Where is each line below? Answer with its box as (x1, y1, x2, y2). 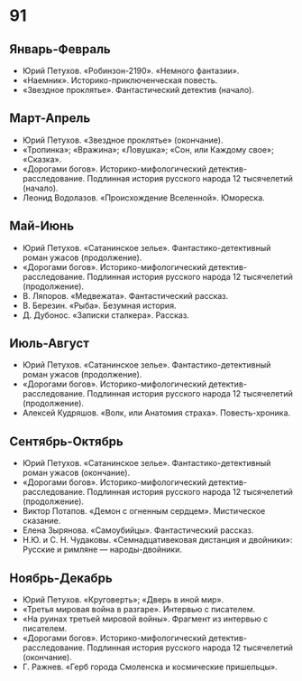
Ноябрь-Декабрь (9, 570, 113, 585)
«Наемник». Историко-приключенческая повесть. (22, 75, 218, 86)
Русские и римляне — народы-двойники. (22, 544, 183, 555)
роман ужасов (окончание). (22, 467, 131, 479)
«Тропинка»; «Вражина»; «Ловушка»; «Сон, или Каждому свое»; (22, 144, 275, 154)
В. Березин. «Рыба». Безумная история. (22, 300, 177, 311)
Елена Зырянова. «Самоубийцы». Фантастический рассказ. (22, 525, 254, 536)
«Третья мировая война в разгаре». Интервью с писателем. (22, 604, 255, 615)
